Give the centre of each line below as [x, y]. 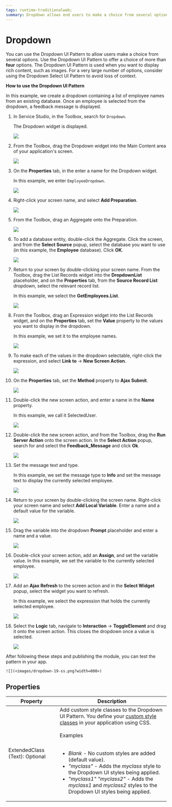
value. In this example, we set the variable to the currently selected [84, 561]
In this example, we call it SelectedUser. [55, 415]
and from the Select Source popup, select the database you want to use [89, 245]
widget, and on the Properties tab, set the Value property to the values [88, 321]
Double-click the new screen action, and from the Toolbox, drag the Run [89, 435]
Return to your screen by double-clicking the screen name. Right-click [87, 500]
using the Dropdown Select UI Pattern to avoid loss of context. [71, 76]
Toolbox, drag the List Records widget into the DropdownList [78, 275]
